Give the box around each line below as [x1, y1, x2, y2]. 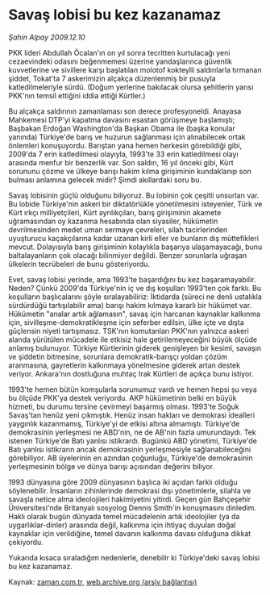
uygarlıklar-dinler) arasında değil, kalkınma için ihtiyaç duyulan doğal [8, 520, 236, 530]
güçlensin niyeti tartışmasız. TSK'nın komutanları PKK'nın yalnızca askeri [8, 326, 250, 335]
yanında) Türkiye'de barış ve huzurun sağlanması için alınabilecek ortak [8, 131, 246, 142]
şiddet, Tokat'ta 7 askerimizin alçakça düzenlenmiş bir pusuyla [8, 73, 216, 83]
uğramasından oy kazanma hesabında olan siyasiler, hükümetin [8, 216, 218, 226]
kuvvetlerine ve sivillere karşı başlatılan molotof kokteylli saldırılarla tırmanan [8, 64, 262, 74]
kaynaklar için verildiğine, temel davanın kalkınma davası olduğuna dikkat [8, 528, 251, 538]
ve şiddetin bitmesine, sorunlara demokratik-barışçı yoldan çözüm [8, 352, 228, 361]
